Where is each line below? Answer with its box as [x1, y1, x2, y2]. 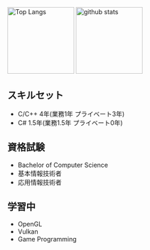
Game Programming [17, 235, 77, 244]
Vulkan [17, 227, 38, 236]
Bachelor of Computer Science [17, 161, 109, 169]
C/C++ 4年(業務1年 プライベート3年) [17, 109, 125, 118]
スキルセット [7, 89, 64, 102]
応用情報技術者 [17, 178, 62, 186]
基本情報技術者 [17, 169, 62, 178]
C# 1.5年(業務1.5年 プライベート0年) [17, 118, 123, 127]
